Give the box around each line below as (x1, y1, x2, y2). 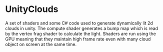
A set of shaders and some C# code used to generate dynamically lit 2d (5, 20, 153, 26)
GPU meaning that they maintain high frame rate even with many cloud (5, 36, 151, 42)
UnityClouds (5, 3, 58, 15)
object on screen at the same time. (5, 41, 76, 47)
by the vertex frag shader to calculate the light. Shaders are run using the (5, 30, 156, 36)
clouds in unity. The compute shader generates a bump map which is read (5, 25, 158, 31)
